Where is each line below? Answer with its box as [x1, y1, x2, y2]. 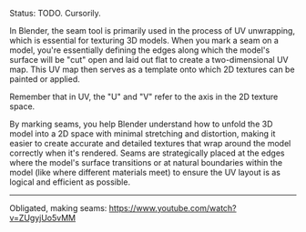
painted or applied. [9, 74, 80, 85]
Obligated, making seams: [9, 203, 107, 213]
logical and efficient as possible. [9, 177, 130, 187]
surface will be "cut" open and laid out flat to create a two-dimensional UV [9, 55, 289, 65]
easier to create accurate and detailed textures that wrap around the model [9, 138, 291, 148]
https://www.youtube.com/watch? [108, 203, 237, 213]
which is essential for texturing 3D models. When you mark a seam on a [9, 35, 280, 45]
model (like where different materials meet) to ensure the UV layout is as [9, 167, 280, 177]
